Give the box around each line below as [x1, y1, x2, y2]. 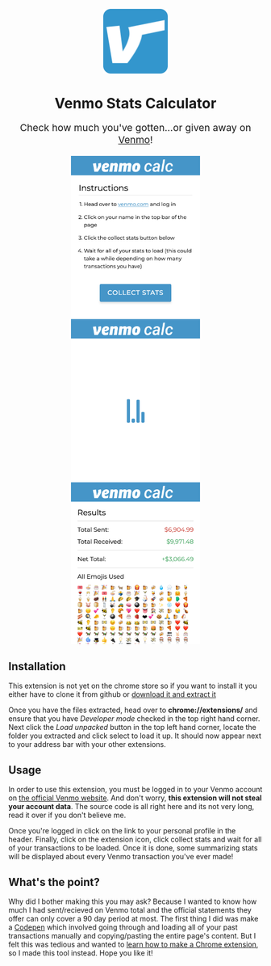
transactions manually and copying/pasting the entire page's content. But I [8, 931, 256, 940]
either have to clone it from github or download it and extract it [8, 690, 216, 699]
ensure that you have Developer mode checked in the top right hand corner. [8, 714, 261, 723]
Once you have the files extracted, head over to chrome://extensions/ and [8, 705, 258, 715]
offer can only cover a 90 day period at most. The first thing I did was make [8, 914, 259, 923]
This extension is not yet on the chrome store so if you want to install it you [8, 681, 258, 691]
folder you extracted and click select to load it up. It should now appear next [8, 731, 262, 740]
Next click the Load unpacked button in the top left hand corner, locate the [8, 723, 256, 732]
